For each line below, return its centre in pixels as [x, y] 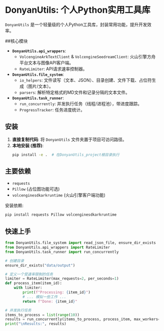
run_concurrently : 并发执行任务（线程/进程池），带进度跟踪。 [81, 104]
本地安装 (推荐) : [28, 145]
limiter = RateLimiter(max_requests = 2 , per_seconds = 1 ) [62, 279]
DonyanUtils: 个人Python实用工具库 [78, 10]
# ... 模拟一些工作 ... [45, 297]
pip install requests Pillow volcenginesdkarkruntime [61, 215]
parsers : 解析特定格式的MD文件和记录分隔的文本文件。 [75, 92]
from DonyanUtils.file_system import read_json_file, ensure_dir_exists [81, 243]
